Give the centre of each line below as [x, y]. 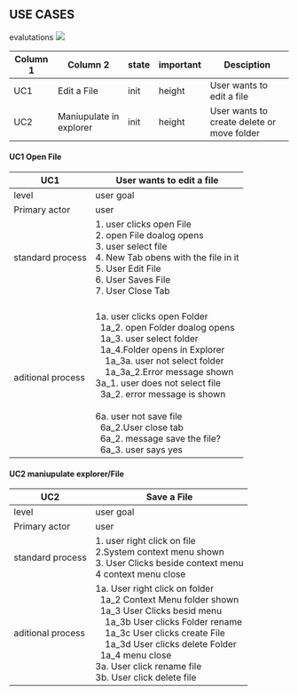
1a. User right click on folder [155, 588]
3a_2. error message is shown [163, 395]
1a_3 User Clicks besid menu [161, 611]
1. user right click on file [146, 541]
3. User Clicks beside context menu [169, 563]
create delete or [243, 122]
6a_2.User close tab [142, 427]
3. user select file [131, 246]
